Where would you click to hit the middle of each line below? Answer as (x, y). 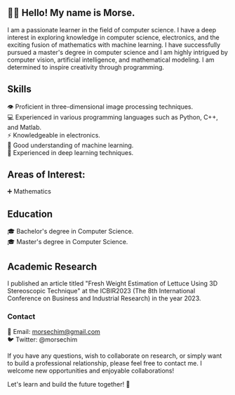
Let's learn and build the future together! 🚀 (69, 384)
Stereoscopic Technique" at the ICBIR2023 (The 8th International (101, 291)
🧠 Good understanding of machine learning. (70, 145)
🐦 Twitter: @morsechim (42, 340)
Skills (19, 89)
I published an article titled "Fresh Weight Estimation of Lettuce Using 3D (113, 283)
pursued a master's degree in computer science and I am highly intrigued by (117, 52)
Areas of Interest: (46, 175)
